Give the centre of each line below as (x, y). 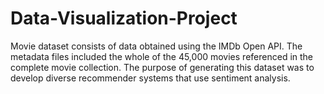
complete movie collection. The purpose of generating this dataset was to (162, 67)
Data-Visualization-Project (124, 18)
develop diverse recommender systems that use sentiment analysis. (150, 78)
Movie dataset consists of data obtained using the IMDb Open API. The (156, 46)
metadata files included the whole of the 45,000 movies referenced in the (162, 56)
